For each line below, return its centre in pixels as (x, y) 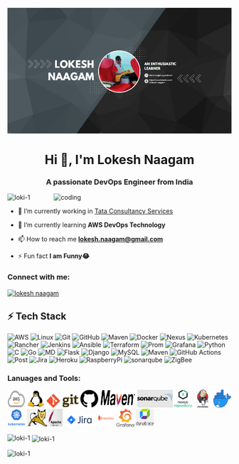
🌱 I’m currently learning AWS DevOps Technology (91, 225)
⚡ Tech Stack (37, 317)
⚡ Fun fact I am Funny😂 (54, 256)
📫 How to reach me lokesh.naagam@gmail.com (90, 239)
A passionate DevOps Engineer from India (119, 182)
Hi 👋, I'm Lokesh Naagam (119, 160)
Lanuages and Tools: (44, 378)
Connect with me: (39, 277)
